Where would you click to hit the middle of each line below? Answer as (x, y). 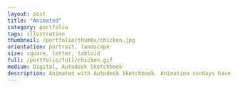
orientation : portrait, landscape (59, 47)
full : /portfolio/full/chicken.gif (60, 60)
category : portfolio (38, 27)
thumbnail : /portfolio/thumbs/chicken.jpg (71, 40)
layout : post (27, 14)
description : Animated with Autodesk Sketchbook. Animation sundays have (119, 73)
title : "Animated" (35, 21)
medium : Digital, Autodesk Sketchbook (65, 67)
